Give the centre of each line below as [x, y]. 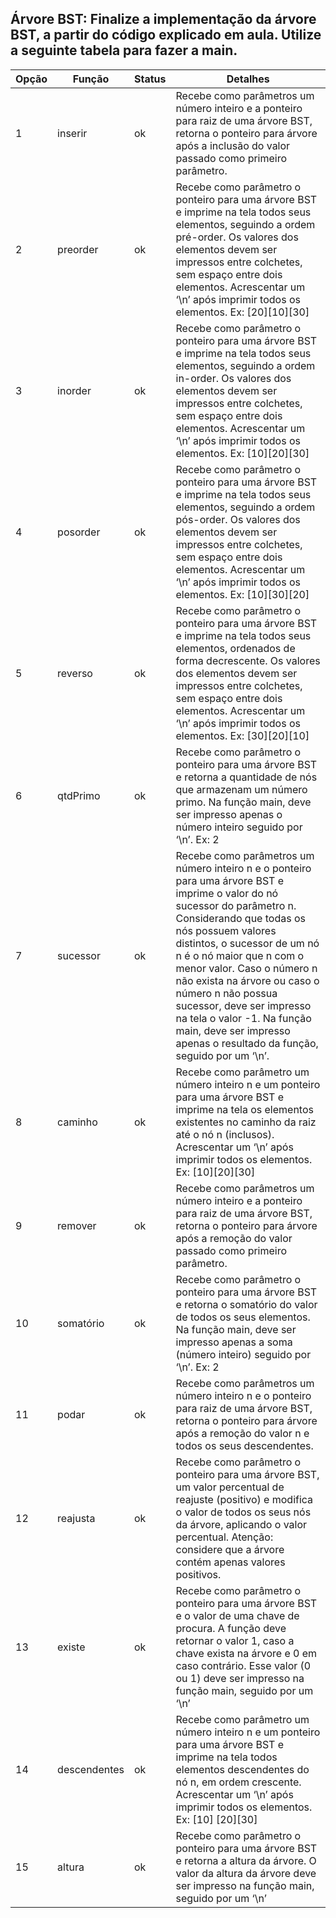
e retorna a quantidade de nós [246, 777]
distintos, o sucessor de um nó [247, 943]
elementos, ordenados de [235, 648]
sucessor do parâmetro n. [236, 905]
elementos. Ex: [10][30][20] [242, 594]
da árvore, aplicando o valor [241, 1524]
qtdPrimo [79, 795]
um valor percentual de [230, 1487]
